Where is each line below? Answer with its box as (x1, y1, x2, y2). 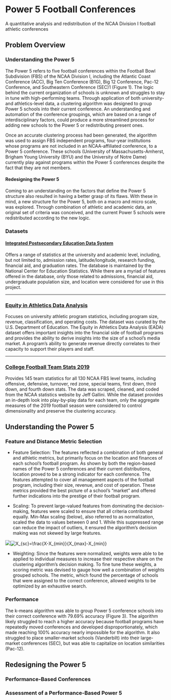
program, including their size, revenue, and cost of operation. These (12, 482, 156, 488)
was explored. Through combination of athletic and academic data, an (5, 204, 152, 210)
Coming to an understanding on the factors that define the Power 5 (5, 188, 146, 194)
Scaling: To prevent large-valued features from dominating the (12, 503, 144, 509)
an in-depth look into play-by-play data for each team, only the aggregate (5, 397, 160, 403)
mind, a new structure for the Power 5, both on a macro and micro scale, (5, 198, 157, 205)
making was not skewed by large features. (12, 530, 102, 536)
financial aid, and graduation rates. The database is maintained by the (5, 262, 152, 268)
